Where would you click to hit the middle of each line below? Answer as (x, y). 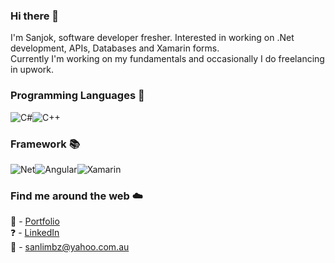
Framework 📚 (45, 144)
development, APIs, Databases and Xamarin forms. (115, 48)
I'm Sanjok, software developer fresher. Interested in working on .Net (152, 38)
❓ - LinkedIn (35, 233)
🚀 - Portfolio (35, 221)
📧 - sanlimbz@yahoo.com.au (70, 247)
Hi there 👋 (35, 16)
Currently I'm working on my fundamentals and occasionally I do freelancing (167, 59)
